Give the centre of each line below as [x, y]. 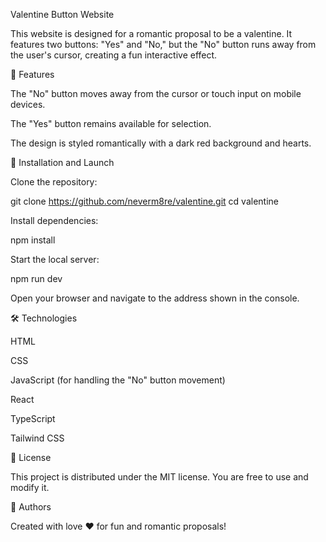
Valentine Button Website [62, 14]
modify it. [30, 487]
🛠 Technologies [44, 318]
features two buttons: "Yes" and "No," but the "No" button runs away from [163, 44]
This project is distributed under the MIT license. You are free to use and [159, 477]
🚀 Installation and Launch [62, 162]
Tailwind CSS [37, 438]
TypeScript [33, 418]
